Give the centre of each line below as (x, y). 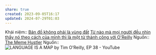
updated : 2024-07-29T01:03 (32, 18)
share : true (17, 9)
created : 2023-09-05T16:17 (32, 14)
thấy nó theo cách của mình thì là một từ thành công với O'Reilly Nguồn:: (77, 37)
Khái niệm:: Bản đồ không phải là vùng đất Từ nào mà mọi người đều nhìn (78, 32)
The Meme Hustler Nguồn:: (32, 42)
